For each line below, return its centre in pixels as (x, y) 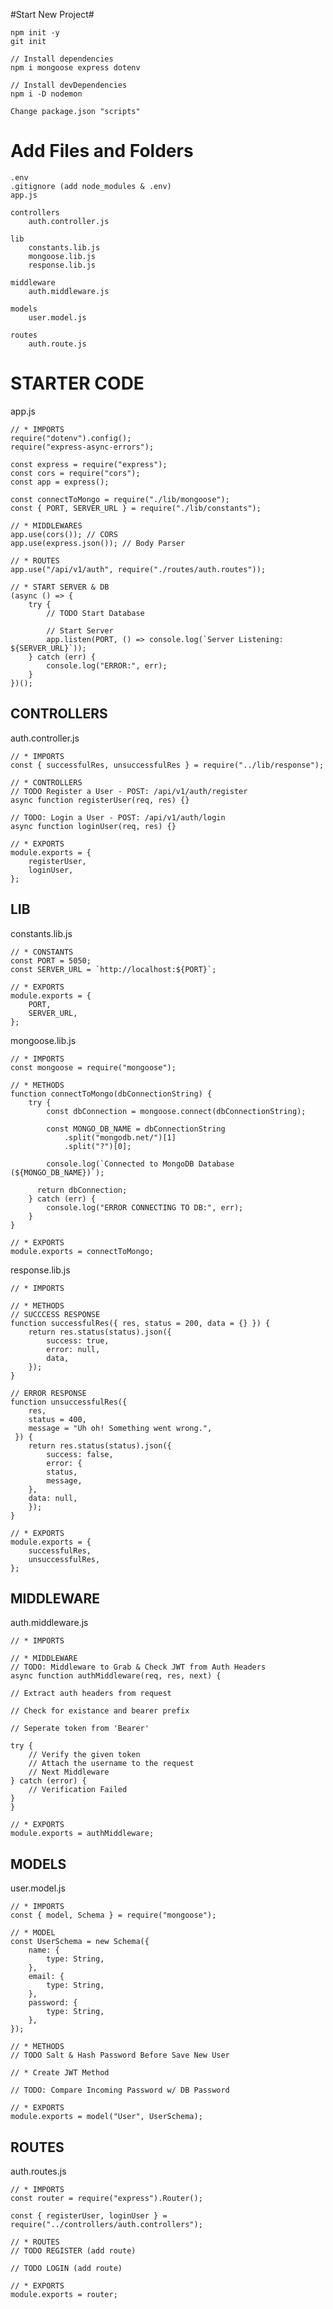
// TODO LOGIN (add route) (66, 2268)
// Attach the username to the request (111, 1764)
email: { (46, 1977)
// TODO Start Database (95, 613)
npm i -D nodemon (46, 94)
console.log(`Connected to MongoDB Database (140, 1164)
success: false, (80, 1454)
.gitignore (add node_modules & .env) (91, 186)
